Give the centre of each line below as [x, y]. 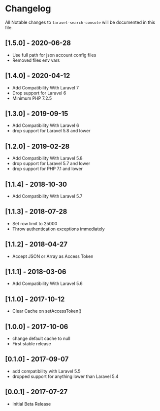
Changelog [28, 9]
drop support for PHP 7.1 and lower [47, 169]
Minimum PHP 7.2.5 [32, 98]
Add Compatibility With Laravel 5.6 [47, 284]
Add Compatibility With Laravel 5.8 [47, 158]
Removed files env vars [36, 60]
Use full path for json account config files [54, 55]
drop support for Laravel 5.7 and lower [51, 164]
